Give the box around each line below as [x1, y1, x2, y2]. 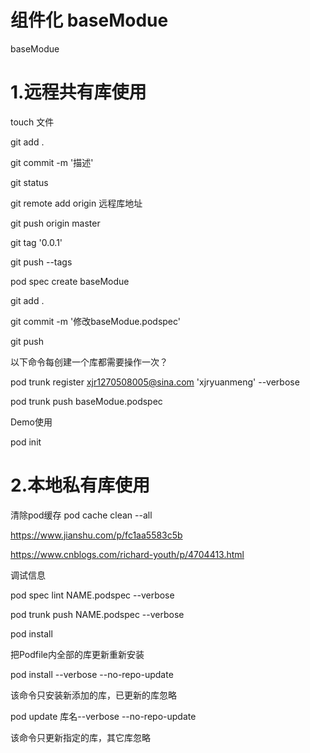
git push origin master [10, 217, 101, 229]
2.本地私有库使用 [10, 474, 150, 497]
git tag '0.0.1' [10, 236, 63, 248]
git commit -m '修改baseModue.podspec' [10, 315, 182, 327]
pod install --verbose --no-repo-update [10, 668, 174, 680]
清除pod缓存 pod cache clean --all [10, 509, 153, 521]
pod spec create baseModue [10, 275, 130, 287]
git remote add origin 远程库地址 [10, 197, 143, 209]
